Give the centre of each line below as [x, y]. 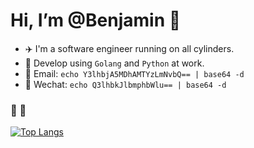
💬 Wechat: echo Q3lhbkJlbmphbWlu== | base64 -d [125, 84]
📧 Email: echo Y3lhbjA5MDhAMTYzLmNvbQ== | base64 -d [134, 73]
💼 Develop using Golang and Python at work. [114, 63]
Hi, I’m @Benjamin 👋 [96, 20]
